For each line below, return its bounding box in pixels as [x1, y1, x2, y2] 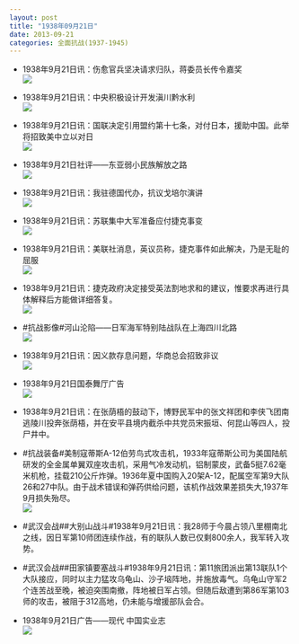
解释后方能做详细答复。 [30, 294, 118, 305]
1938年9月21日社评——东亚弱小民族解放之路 [22, 159, 188, 171]
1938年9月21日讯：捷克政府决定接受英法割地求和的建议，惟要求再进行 [22, 283, 282, 294]
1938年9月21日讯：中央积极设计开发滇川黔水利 [22, 92, 196, 103]
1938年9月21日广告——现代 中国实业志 [22, 615, 166, 626]
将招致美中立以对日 [22, 131, 94, 142]
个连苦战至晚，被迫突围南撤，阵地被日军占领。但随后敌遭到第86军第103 [22, 585, 290, 595]
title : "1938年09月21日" [9, 22, 99, 31]
